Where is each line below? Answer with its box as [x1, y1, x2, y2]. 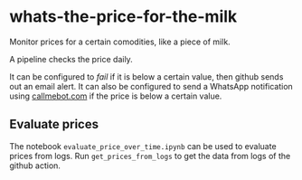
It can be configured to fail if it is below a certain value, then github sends [9, 71, 284, 82]
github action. [9, 160, 61, 171]
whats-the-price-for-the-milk [9, 6, 238, 27]
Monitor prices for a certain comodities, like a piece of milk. [9, 36, 231, 47]
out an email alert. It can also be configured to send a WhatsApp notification [9, 81, 294, 91]
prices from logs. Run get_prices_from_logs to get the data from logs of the [9, 150, 291, 161]
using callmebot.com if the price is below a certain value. [9, 90, 222, 101]
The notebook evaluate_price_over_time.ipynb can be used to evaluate [9, 140, 278, 151]
